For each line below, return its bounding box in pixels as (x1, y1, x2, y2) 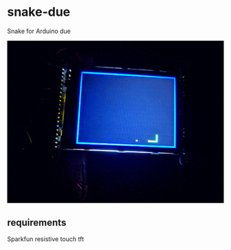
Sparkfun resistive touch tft (7, 235, 85, 243)
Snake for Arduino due (7, 27, 71, 35)
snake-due (7, 4, 71, 20)
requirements (7, 216, 67, 228)
